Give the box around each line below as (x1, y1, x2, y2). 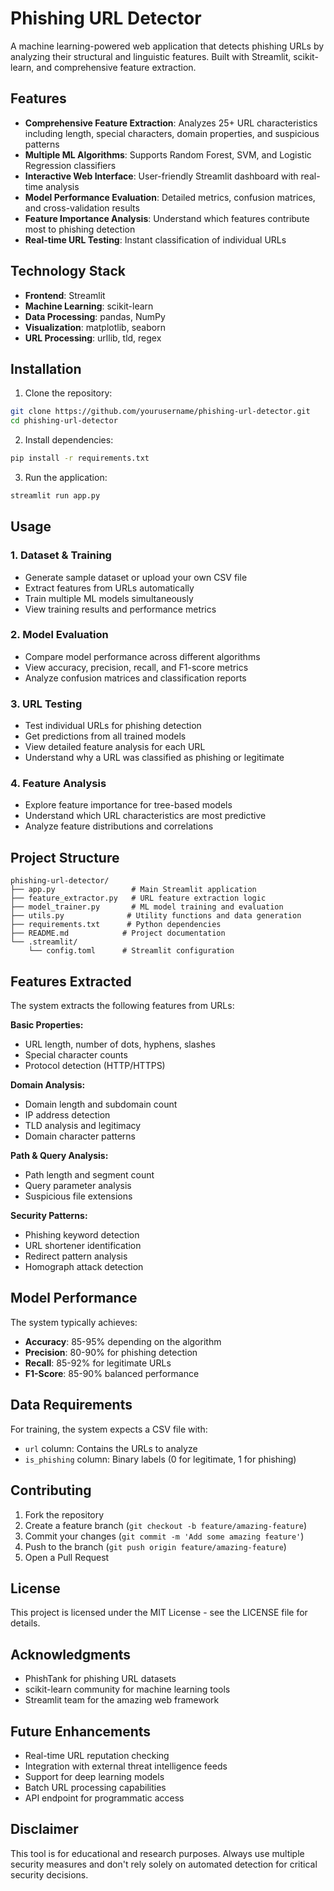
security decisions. (10, 1868, 89, 1881)
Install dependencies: (24, 434, 114, 446)
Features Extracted (10, 973, 132, 990)
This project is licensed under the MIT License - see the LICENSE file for (10, 1607, 308, 1619)
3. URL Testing (10, 697, 83, 711)
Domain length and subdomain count (24, 1098, 178, 1111)
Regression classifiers (24, 159, 117, 171)
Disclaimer (10, 1821, 79, 1838)
